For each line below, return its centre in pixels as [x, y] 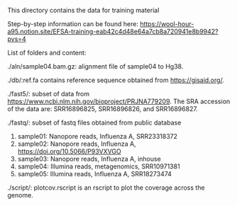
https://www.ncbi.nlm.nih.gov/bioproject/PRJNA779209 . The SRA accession [119, 101]
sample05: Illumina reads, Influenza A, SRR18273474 [95, 174]
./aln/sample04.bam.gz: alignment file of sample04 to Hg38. [95, 66]
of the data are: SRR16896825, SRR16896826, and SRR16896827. [103, 109]
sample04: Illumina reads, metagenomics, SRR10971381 [99, 166]
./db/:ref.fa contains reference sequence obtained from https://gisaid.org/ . [116, 80]
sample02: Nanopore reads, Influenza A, [77, 144]
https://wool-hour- [167, 24]
